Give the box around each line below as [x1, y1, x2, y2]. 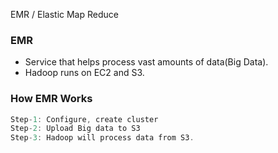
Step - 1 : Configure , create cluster [10, 114, 159, 124]
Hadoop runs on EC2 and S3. [24, 67, 145, 79]
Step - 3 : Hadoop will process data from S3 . [10, 133, 195, 143]
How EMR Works [10, 92, 93, 106]
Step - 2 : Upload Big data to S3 [10, 124, 141, 134]
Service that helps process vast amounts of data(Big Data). [24, 56, 269, 68]
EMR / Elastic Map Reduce [10, 9, 119, 20]
